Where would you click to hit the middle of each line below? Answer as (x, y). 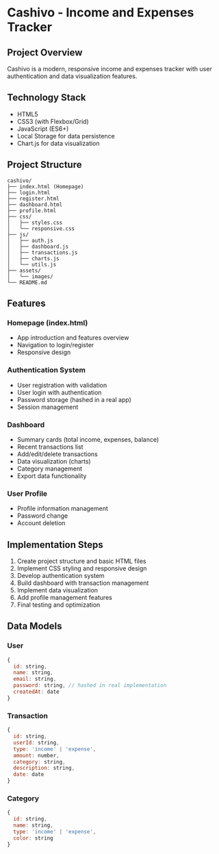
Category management (50, 468)
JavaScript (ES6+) (43, 129)
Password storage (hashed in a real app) (74, 399)
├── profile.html (32, 210)
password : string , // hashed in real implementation (90, 686)
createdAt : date (36, 692)
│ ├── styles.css (35, 223)
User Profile (27, 493)
